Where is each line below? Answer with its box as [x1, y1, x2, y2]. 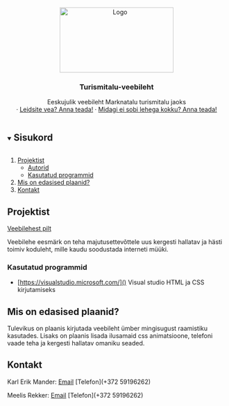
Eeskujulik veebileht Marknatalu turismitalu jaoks [47, 98, 186, 106]
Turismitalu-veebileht [79, 82, 154, 92]
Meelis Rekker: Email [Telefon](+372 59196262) [7, 391, 144, 399]
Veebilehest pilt [7, 224, 52, 232]
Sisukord [13, 131, 53, 143]
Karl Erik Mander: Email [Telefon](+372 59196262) [7, 377, 151, 386]
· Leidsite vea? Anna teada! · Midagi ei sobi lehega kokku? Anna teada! [16, 105, 217, 114]
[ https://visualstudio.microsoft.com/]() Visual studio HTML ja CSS [17, 278, 205, 286]
